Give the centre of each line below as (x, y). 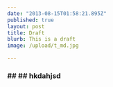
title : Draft (26, 33)
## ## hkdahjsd (34, 75)
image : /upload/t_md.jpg (43, 46)
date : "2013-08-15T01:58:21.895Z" (57, 13)
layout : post (26, 26)
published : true (31, 20)
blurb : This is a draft (42, 39)
